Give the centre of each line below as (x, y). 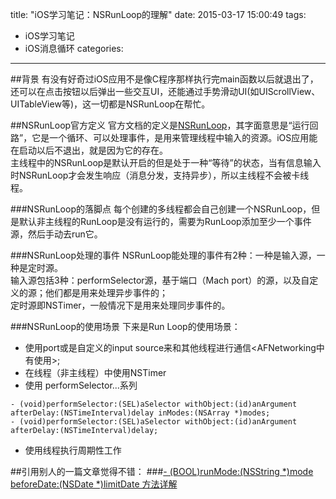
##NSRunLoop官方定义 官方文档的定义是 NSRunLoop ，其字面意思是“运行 (160, 125)
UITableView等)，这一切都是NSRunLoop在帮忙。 (110, 104)
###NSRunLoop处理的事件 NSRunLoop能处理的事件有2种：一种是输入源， (163, 255)
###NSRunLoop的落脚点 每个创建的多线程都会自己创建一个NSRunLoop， (161, 209)
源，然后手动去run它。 (56, 234)
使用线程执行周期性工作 (73, 450)
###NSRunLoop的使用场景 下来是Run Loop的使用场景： (125, 326)
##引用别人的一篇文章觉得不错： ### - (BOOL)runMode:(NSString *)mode (162, 471)
